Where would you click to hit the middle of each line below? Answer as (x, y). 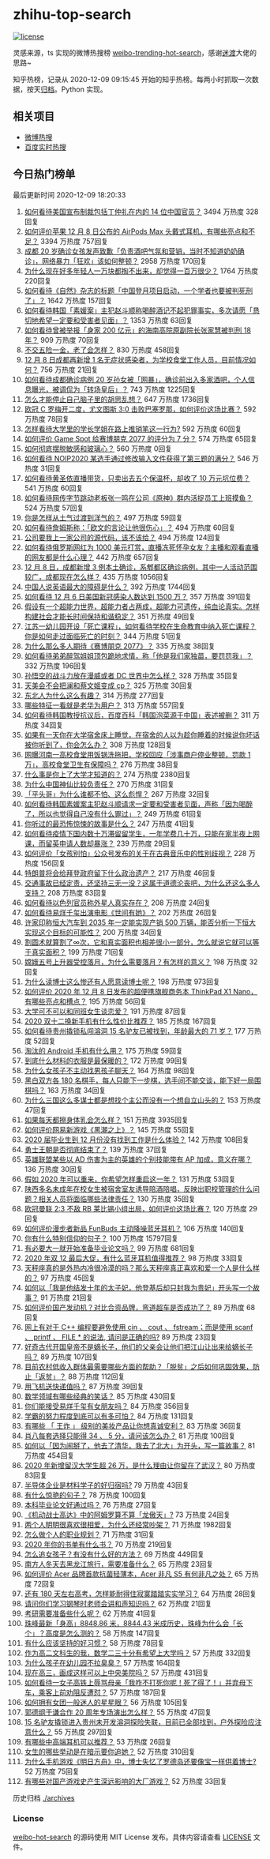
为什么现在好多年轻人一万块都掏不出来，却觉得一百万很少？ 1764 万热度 (141, 271)
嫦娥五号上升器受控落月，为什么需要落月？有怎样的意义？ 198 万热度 (136, 962)
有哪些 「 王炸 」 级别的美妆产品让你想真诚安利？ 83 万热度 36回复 (133, 1425)
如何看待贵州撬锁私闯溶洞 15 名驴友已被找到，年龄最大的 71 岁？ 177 (135, 1031)
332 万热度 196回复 (56, 666)
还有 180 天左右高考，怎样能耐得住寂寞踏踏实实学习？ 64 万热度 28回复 (141, 1594)
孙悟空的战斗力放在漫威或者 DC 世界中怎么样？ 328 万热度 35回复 (131, 675)
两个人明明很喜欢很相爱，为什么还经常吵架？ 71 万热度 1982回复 (128, 1524)
